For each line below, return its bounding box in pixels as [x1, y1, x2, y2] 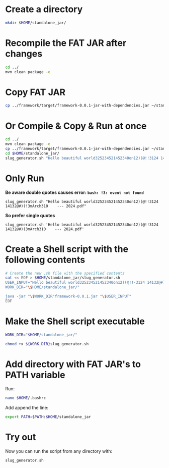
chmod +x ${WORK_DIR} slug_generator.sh [5, 341, 89, 346]
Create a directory [5, 4, 83, 15]
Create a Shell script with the [5, 243, 129, 254]
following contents [5, 254, 86, 266]
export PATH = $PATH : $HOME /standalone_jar [5, 414, 92, 420]
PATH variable [5, 369, 65, 381]
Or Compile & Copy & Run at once [5, 120, 147, 132]
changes [5, 48, 43, 59]
